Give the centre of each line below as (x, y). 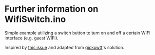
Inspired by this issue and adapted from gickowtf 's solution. (65, 47)
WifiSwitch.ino (35, 19)
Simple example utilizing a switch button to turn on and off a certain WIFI (77, 33)
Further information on (51, 9)
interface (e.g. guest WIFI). (32, 38)
